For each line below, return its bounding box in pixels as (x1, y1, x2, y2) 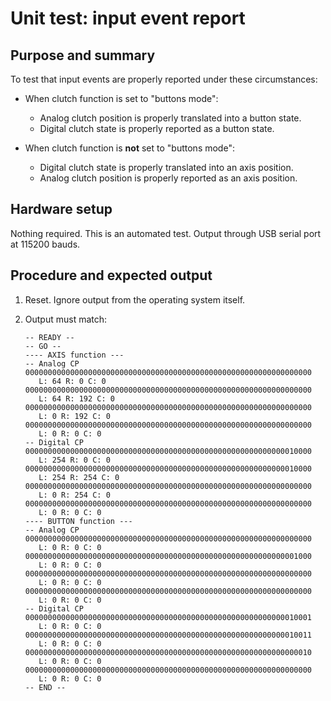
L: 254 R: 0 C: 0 (38, 455, 111, 465)
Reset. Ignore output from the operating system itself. (24, 293, 246, 306)
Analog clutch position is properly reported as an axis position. (39, 172, 298, 184)
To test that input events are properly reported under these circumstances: (10, 73, 318, 85)
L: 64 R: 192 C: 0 (38, 393, 115, 404)
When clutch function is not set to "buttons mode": (24, 142, 235, 154)
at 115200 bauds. (10, 238, 81, 250)
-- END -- (24, 682, 67, 692)
